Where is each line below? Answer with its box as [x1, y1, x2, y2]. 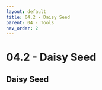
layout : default [6, 8, 46, 15]
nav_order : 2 [6, 25, 39, 31]
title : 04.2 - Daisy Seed [6, 14, 70, 20]
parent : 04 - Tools [6, 20, 55, 25]
